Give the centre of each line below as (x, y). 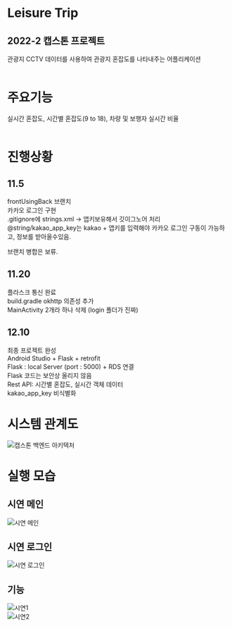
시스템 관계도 (43, 424)
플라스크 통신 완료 (32, 292)
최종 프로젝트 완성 (32, 350)
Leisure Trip (43, 13)
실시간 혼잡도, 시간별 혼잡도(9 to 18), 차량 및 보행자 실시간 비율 (93, 118)
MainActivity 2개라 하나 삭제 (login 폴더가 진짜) (73, 310)
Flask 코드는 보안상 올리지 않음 (50, 375)
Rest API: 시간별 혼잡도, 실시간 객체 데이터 (65, 384)
